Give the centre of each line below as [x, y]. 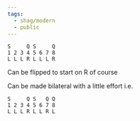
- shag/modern [34, 21]
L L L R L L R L [31, 112]
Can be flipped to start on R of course [63, 73]
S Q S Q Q [31, 99]
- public [27, 27]
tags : [15, 14]
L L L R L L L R [31, 59]
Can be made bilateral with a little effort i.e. [70, 86]
